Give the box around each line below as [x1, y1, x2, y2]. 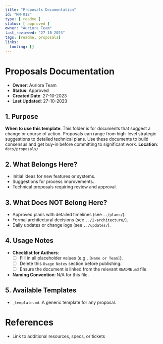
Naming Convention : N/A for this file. [12, 272, 89, 277]
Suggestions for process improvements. [12, 178, 94, 184]
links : [5, 40, 19, 45]
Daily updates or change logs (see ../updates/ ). [12, 222, 111, 228]
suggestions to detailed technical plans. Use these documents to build [5, 136, 149, 142]
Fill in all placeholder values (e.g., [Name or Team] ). [19, 255, 123, 261]
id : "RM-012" [5, 12, 32, 17]
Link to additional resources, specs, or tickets [12, 333, 106, 339]
